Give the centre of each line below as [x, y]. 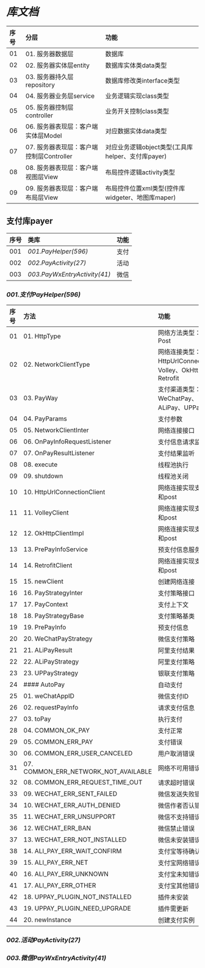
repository [40, 84]
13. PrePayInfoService [56, 549]
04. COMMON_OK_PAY [57, 730]
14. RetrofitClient [48, 565]
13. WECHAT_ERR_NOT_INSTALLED [75, 840]
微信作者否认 [176, 805]
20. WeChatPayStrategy [58, 639]
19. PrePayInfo [45, 628]
